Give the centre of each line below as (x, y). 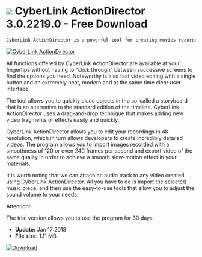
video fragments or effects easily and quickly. (63, 119)
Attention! (18, 206)
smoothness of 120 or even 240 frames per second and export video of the (99, 151)
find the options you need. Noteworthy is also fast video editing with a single (101, 76)
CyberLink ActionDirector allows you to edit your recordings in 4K (88, 132)
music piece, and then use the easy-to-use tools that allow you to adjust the (100, 188)
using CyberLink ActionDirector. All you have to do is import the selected (96, 182)
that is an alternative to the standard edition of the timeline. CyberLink (93, 107)
